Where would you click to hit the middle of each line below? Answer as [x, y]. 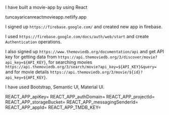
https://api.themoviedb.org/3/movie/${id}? [96, 72]
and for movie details [27, 72]
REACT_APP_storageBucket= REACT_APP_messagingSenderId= [72, 102]
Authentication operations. [34, 42]
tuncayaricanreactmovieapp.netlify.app [46, 17]
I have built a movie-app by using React [46, 7]
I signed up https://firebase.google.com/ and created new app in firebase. [84, 27]
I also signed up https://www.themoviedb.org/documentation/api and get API [84, 51]
